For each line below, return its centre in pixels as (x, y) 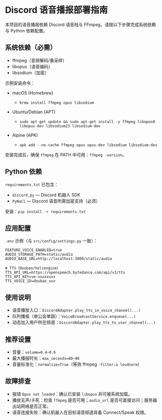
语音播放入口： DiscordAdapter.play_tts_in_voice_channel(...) (76, 310)
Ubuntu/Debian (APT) (34, 112)
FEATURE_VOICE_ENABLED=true (34, 250)
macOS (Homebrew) (33, 93)
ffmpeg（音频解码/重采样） (40, 60)
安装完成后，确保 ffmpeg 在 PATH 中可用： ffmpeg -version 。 (66, 154)
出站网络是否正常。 (31, 406)
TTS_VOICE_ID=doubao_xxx (30, 281)
